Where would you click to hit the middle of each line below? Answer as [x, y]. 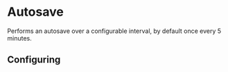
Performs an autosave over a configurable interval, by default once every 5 [114, 31]
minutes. [20, 38]
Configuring [34, 60]
